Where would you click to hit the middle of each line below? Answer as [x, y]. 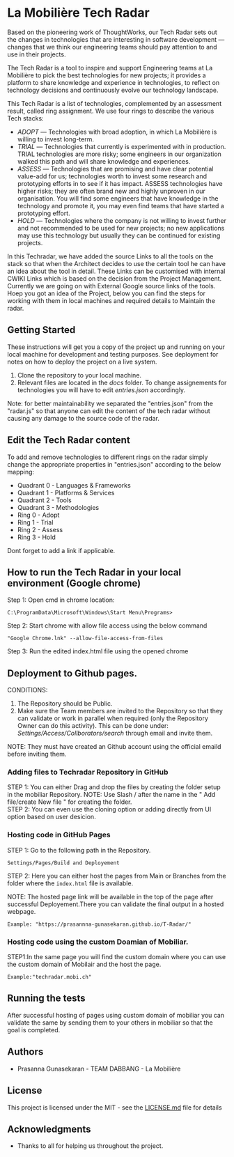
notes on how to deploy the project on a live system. [82, 362]
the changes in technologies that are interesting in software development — [116, 39]
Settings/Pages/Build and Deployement [63, 863]
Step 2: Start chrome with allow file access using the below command [107, 626]
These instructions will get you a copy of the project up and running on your [116, 347]
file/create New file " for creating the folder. [70, 802]
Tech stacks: [25, 118]
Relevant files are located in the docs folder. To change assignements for [122, 382]
